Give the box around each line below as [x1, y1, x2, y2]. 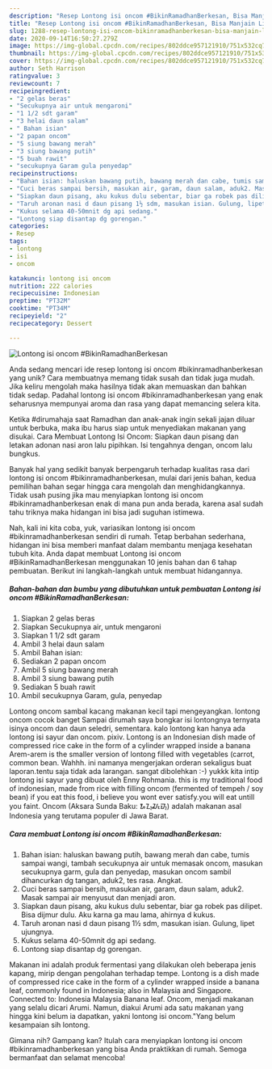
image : [9, 42, 31, 50]
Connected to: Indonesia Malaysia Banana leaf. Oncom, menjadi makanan [9, 994, 253, 1004]
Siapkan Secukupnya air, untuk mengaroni [20, 621, 161, 631]
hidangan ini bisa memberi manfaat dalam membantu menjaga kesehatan [9, 540, 253, 549]
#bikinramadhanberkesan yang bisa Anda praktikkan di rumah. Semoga [9, 1044, 247, 1054]
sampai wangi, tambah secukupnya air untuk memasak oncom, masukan [20, 858, 263, 868]
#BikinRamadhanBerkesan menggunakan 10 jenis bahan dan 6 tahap [9, 557, 237, 566]
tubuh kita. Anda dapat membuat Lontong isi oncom [9, 549, 182, 558]
